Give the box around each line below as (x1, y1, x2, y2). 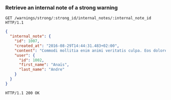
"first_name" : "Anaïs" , (18, 62, 70, 67)
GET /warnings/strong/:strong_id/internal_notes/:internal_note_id (5, 16, 152, 21)
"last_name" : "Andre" (18, 67, 65, 72)
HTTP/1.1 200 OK (5, 90, 40, 95)
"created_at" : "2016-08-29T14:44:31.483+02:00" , (14, 43, 120, 48)
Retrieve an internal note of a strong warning (5, 4, 118, 11)
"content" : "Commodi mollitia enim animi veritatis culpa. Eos (14, 48, 152, 53)
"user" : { (14, 53, 36, 58)
